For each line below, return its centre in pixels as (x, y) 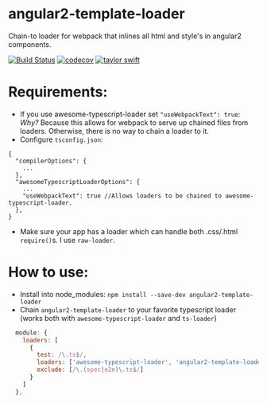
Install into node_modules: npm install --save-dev (103, 294)
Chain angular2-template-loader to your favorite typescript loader (128, 309)
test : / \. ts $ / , (62, 355)
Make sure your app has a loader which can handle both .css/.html (129, 231)
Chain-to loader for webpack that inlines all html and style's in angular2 (125, 36)
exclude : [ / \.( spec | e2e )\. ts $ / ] (91, 370)
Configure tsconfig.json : (61, 139)
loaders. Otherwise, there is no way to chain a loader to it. (114, 131)
